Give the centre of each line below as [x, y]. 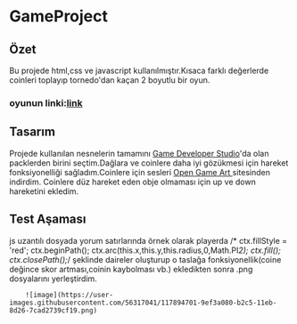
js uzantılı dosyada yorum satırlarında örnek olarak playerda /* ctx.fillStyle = [148, 240]
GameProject [59, 16]
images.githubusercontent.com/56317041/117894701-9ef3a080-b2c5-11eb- [143, 303]
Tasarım [33, 132]
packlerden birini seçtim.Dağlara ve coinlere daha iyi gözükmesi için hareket [149, 163]
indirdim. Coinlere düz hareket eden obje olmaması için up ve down [132, 182]
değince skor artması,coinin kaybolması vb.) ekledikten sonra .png [131, 269]
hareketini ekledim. [44, 191]
